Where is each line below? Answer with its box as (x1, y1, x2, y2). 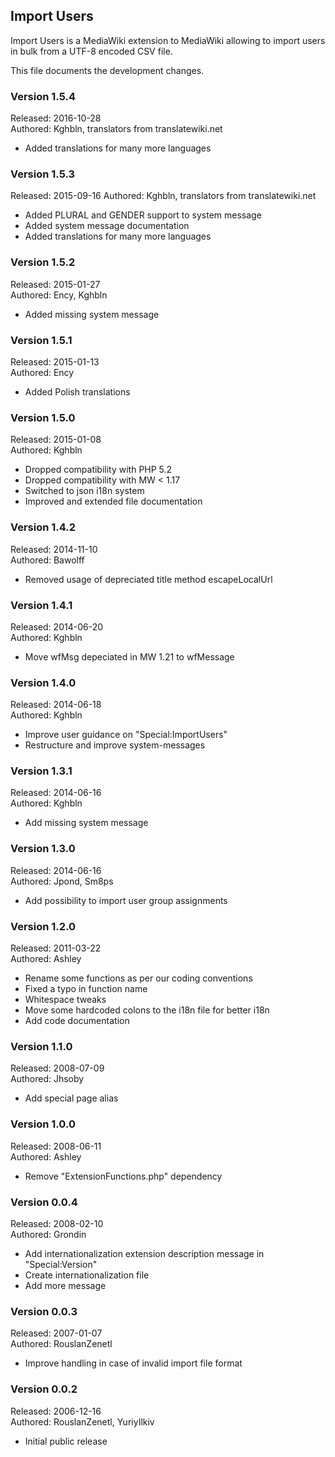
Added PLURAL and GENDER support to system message (24, 209, 262, 221)
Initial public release (24, 1435, 108, 1447)
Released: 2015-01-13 (10, 356, 100, 368)
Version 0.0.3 (10, 1304, 78, 1318)
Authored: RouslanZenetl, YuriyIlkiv (10, 1415, 155, 1428)
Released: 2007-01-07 (10, 1327, 103, 1339)
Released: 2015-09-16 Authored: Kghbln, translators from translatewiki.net (10, 190, 317, 202)
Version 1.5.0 (10, 410, 76, 424)
